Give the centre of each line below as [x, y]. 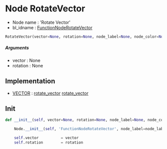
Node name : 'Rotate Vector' [41, 22]
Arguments [17, 48]
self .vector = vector [46, 138]
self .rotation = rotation [49, 143]
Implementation [30, 81]
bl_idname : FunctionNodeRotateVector [52, 27]
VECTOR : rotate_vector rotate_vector [50, 93]
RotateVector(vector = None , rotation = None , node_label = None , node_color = [82, 37]
